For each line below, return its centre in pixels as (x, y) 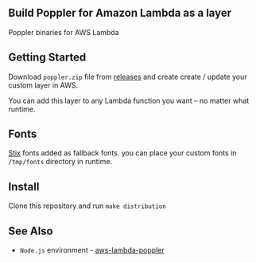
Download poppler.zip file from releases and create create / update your (128, 77)
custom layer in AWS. (43, 85)
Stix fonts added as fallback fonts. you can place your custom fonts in (122, 153)
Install (24, 186)
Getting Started (47, 58)
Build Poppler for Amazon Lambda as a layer (120, 13)
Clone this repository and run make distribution (87, 206)
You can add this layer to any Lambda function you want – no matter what (129, 100)
